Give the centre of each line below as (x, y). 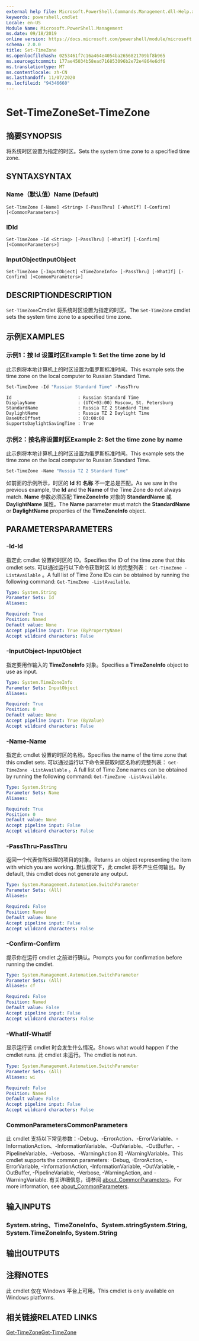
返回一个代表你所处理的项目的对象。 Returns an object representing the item (99, 860)
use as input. (22, 671)
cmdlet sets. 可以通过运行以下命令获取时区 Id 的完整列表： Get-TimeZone (94, 567)
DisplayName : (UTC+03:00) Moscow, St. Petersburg (90, 403)
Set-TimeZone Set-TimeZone (78, 113)
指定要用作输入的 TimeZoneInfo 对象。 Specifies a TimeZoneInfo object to (97, 665)
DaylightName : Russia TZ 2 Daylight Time (78, 413)
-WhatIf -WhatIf (29, 1033)
